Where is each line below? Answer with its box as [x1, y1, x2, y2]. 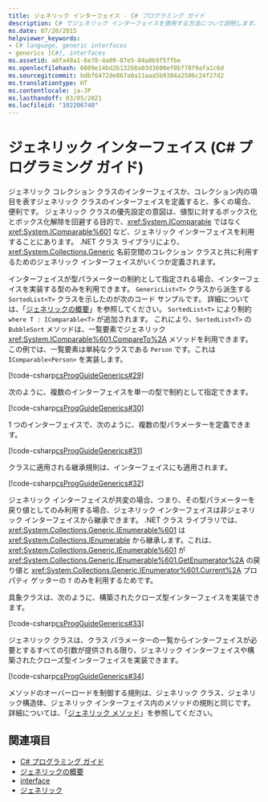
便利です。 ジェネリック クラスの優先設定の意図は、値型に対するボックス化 [8, 207, 258, 217]
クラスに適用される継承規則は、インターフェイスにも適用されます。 [8, 463, 233, 473]
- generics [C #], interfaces [8, 49, 106, 57]
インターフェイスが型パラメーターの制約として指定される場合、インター [8, 274, 246, 284]
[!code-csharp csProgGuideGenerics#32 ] [8, 479, 144, 489]
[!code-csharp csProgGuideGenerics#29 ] [8, 370, 144, 380]
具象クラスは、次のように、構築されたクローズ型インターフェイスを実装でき [8, 592, 261, 603]
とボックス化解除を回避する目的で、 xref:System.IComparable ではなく [8, 217, 242, 227]
